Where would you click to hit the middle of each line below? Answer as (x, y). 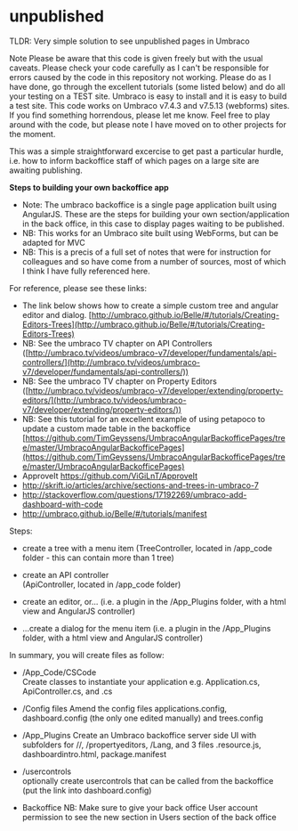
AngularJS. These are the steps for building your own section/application (156, 214)
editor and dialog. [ (56, 314)
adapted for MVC (54, 242)
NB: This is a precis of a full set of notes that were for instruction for (146, 252)
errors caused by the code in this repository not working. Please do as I (140, 77)
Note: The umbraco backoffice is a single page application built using (149, 204)
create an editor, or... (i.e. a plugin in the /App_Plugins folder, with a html (154, 601)
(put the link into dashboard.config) (87, 790)
